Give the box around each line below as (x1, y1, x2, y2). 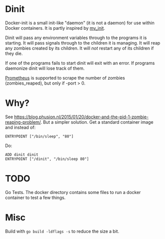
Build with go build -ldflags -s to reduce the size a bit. (5, 228, 120, 234)
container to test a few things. (5, 194, 66, 200)
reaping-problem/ (5, 119, 41, 125)
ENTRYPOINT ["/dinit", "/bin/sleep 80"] (5, 156, 90, 161)
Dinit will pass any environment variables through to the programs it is (5, 35, 147, 41)
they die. (5, 50, 23, 56)
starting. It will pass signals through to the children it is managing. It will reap (5, 40, 161, 46)
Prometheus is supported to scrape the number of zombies (5, 75, 125, 81)
